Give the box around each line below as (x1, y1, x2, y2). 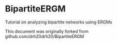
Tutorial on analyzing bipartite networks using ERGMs (5, 19, 113, 25)
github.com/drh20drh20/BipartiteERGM (5, 33, 84, 39)
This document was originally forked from (5, 28, 89, 34)
